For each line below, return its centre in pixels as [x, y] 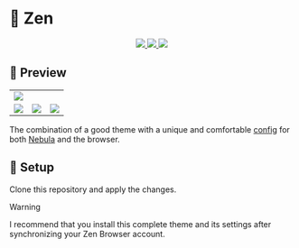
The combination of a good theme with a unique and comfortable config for [150, 129]
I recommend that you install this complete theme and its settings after [140, 224]
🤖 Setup [32, 167]
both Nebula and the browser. [65, 139]
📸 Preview [38, 73]
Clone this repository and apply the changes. [93, 189]
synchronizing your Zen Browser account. [87, 234]
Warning [25, 207]
